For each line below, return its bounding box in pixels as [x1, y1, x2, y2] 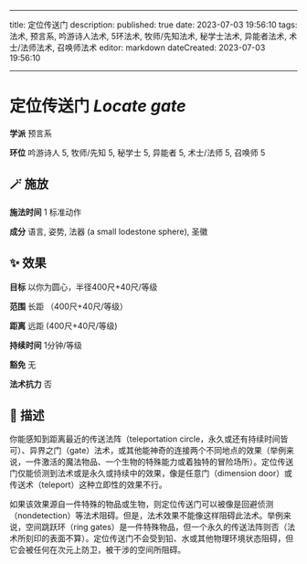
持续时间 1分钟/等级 [9, 339, 82, 350]
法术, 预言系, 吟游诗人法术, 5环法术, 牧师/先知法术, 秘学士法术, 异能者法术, [9, 31, 288, 41]
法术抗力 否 [9, 378, 52, 389]
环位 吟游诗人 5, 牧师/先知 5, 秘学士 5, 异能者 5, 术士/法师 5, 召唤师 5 [9, 147, 266, 158]
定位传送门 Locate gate [9, 96, 186, 117]
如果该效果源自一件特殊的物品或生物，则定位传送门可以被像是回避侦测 [9, 499, 274, 510]
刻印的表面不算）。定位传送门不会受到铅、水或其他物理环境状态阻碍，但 [25, 533, 294, 544]
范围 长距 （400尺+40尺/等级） [9, 301, 128, 312]
